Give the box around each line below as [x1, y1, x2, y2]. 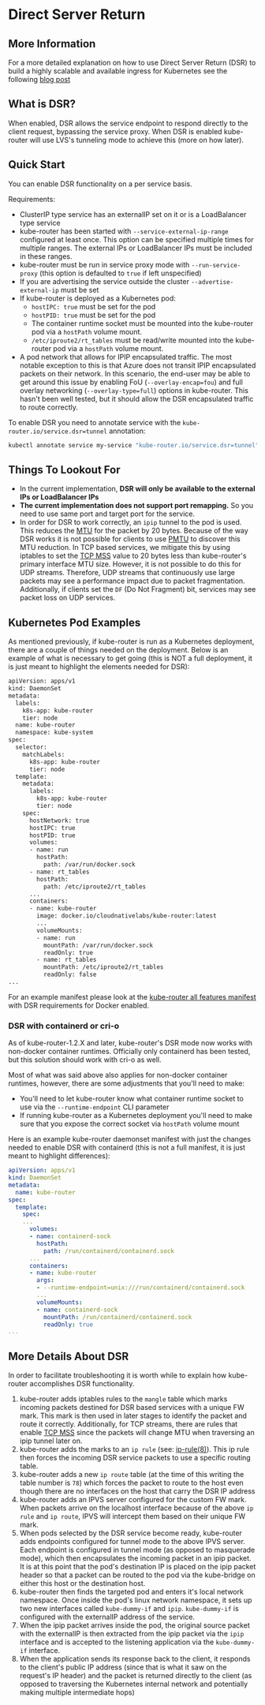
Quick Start [8, 158, 65, 171]
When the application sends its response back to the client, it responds [19, 1655, 251, 1664]
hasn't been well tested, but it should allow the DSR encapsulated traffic [19, 394, 254, 403]
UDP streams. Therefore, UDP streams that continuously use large [19, 568, 235, 578]
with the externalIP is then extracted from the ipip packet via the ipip [19, 1629, 244, 1639]
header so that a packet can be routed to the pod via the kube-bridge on [19, 1570, 256, 1580]
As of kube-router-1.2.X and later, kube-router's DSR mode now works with [8, 1038, 252, 1048]
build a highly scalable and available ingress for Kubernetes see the [8, 66, 228, 76]
